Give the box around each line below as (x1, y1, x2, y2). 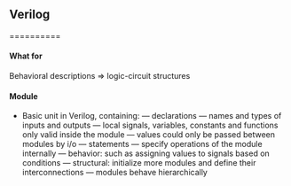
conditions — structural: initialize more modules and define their (21, 158, 256, 168)
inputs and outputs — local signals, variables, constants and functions (21, 120, 279, 131)
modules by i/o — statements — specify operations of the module (21, 139, 263, 150)
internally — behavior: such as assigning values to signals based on (21, 148, 271, 159)
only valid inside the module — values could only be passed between (21, 129, 276, 140)
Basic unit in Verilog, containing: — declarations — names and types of (21, 111, 282, 121)
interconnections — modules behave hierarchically (21, 167, 208, 178)
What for (9, 50, 43, 61)
